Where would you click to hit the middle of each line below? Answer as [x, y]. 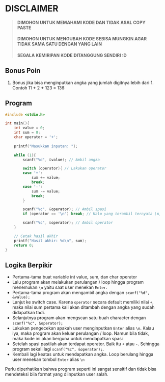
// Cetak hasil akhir [36, 236]
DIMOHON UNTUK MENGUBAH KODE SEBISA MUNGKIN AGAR [82, 39]
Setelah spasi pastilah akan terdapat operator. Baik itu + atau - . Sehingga [86, 344]
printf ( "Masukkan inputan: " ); [46, 146]
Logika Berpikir [29, 265]
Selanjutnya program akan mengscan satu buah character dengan [79, 318]
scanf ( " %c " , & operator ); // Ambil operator [68, 223]
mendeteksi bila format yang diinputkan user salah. [57, 374]
